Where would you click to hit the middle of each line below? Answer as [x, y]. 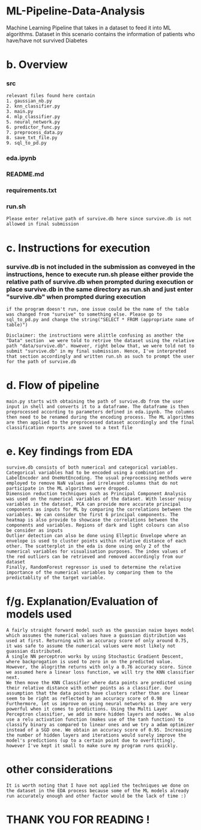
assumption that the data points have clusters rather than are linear [97, 693]
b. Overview [37, 65]
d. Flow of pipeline [53, 386]
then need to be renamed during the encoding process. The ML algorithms [100, 417]
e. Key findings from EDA [70, 452]
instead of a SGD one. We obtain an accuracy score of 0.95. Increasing [99, 730]
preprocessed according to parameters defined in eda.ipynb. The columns [100, 412]
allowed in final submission [43, 224]
